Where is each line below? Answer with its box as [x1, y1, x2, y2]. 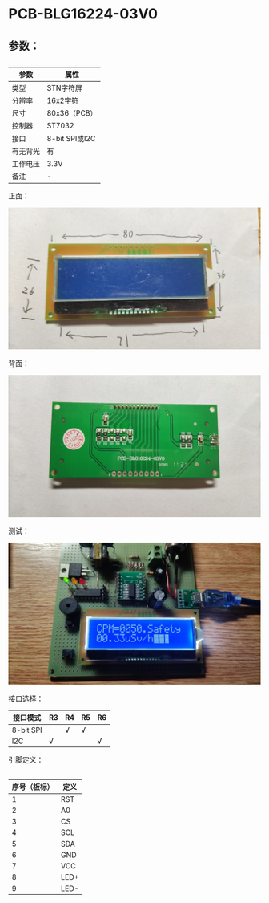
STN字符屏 [46, 83, 82, 92]
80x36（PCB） [46, 108, 98, 118]
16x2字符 [46, 96, 78, 105]
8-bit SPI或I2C [46, 133, 96, 143]
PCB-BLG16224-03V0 [8, 5, 159, 23]
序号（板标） [11, 782, 54, 791]
